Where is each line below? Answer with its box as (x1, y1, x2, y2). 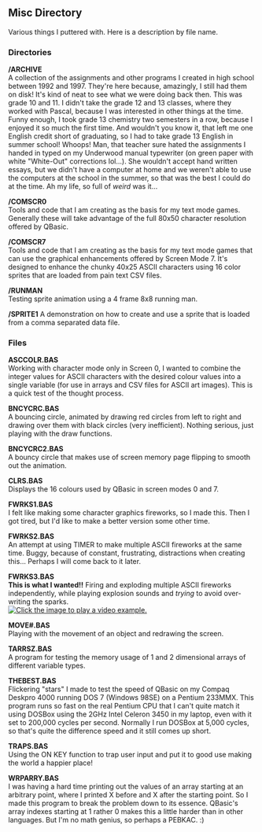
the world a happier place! (8, 758, 93, 768)
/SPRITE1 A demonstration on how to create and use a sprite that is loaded (8, 310, 250, 319)
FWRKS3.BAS (8, 572, 55, 581)
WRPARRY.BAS (8, 774, 59, 783)
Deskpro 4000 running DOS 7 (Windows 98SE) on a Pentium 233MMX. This (8, 693, 254, 702)
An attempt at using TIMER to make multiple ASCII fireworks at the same (8, 540, 242, 550)
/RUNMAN (8, 286, 43, 296)
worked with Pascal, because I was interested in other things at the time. (8, 106, 244, 116)
